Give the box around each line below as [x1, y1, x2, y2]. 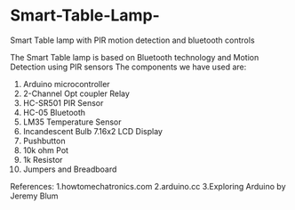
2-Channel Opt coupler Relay [22, 88, 130, 99]
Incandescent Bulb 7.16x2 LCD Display [22, 125, 163, 136]
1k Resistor [22, 154, 63, 165]
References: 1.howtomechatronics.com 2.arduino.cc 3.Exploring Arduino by [10, 181, 287, 191]
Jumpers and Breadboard [22, 164, 117, 174]
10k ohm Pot [22, 144, 69, 156]
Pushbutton [22, 135, 66, 146]
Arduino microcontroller [22, 78, 110, 89]
